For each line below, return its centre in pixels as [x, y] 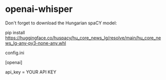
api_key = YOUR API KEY [31, 72]
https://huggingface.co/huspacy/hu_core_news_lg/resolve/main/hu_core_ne [83, 38]
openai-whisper [39, 9]
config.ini [15, 53]
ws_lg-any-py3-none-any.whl [36, 43]
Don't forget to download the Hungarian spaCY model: [61, 23]
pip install [15, 32]
